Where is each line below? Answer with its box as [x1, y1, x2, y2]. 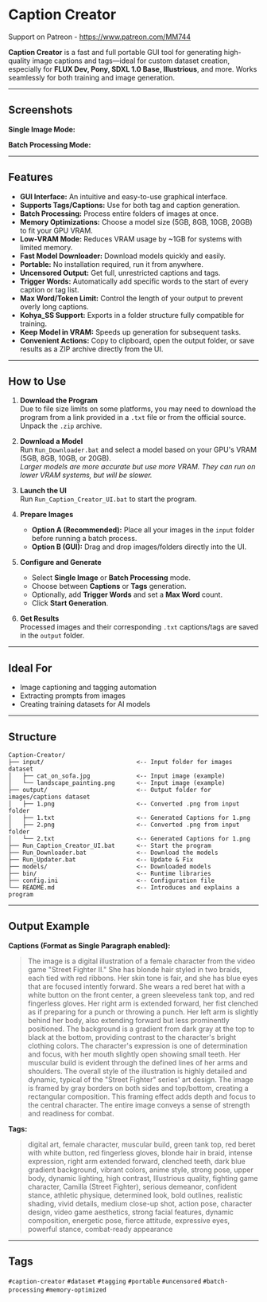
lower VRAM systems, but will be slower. [19, 470, 153, 480]
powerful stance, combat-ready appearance [27, 1224, 173, 1233]
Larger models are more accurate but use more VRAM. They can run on [19, 462, 256, 472]
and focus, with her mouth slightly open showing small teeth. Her [27, 1049, 241, 1059]
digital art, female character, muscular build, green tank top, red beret [27, 1139, 256, 1149]
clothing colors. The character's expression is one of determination [27, 1041, 248, 1050]
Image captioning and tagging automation [19, 683, 157, 692]
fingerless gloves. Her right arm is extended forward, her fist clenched [27, 998, 258, 1008]
